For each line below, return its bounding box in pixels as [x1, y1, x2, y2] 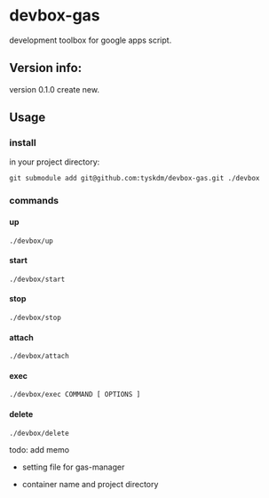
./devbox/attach [9, 352, 69, 361]
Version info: [9, 60, 83, 76]
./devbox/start [9, 275, 66, 284]
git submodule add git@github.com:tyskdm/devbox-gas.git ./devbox [9, 174, 260, 183]
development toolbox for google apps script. [9, 35, 172, 45]
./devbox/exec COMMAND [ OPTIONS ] [9, 390, 141, 399]
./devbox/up [9, 237, 53, 245]
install [9, 137, 37, 149]
